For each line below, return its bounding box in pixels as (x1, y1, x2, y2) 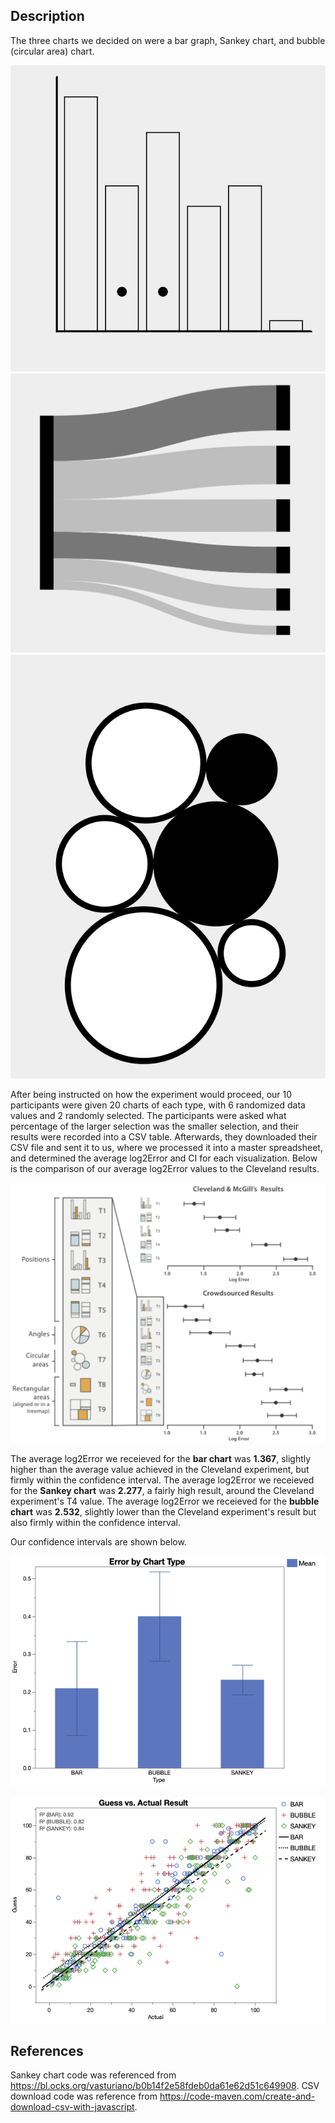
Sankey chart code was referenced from (10, 2069, 177, 2081)
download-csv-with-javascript (10, 2101, 135, 2113)
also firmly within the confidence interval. (10, 1517, 182, 1529)
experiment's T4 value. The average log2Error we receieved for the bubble (10, 1495, 320, 1508)
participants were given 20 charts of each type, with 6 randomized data (10, 1099, 306, 1111)
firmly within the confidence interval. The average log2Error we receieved (10, 1474, 315, 1486)
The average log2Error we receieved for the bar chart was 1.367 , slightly (10, 1453, 312, 1465)
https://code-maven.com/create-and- (159, 2090, 316, 2103)
